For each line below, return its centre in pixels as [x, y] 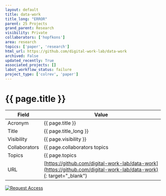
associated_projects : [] [31, 65]
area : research [21, 42]
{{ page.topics [60, 155]
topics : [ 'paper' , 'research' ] [37, 47]
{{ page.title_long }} [66, 131]
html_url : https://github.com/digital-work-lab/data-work [66, 51]
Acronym [18, 123]
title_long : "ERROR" [26, 19]
